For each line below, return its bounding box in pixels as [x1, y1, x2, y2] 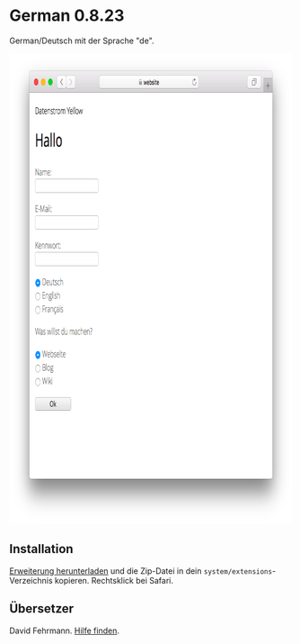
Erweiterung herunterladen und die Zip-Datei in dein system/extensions [9, 565, 272, 576]
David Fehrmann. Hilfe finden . [9, 625, 119, 636]
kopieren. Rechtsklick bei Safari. [54, 575, 173, 585]
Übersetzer [9, 601, 75, 617]
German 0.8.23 [9, 5, 125, 26]
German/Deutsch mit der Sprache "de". [9, 35, 154, 46]
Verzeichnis [9, 575, 53, 585]
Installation [9, 541, 74, 557]
